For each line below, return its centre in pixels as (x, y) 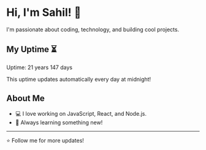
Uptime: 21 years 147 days (39, 67)
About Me (25, 98)
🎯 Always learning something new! (59, 122)
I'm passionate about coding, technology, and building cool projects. (93, 29)
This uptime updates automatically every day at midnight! (79, 79)
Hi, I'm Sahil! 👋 (44, 13)
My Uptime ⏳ (32, 49)
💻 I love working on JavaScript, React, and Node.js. (81, 113)
